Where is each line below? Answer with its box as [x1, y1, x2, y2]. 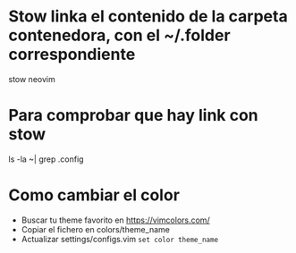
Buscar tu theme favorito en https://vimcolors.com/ [21, 215, 211, 225]
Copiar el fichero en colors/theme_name [21, 223, 171, 234]
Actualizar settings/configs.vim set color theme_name [21, 233, 219, 244]
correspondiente [8, 45, 136, 64]
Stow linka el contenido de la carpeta [8, 6, 288, 27]
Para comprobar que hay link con [8, 105, 258, 126]
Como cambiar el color [8, 185, 181, 206]
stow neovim [8, 73, 55, 84]
